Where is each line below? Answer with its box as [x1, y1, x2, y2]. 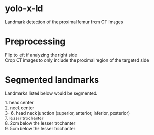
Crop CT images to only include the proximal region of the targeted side [5, 57, 149, 63]
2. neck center [5, 105, 34, 111]
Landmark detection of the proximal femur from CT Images [5, 19, 123, 25]
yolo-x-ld [5, 3, 43, 14]
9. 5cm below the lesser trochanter [5, 125, 76, 131]
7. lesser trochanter [5, 115, 44, 121]
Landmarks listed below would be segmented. [5, 90, 97, 96]
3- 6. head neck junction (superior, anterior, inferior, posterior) [5, 110, 130, 116]
